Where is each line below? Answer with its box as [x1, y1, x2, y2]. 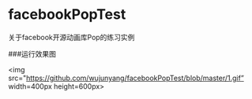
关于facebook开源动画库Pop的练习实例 [8, 32, 135, 42]
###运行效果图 [8, 49, 57, 58]
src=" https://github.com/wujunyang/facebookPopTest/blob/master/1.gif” [8, 73, 245, 82]
